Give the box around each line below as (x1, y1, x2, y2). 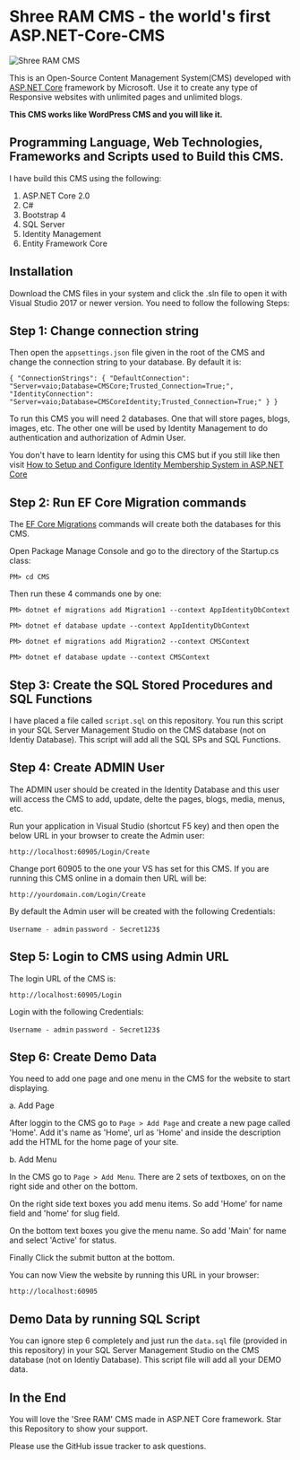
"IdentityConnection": (9, 390, 94, 399)
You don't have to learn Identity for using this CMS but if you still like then (9, 450, 280, 461)
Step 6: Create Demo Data (9, 1050, 158, 1065)
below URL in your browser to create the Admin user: (9, 830, 205, 840)
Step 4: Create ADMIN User (9, 761, 166, 776)
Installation (9, 264, 73, 279)
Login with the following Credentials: (9, 1006, 144, 1016)
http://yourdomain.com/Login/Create (9, 890, 146, 899)
